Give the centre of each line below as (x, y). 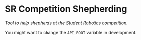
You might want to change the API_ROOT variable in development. (71, 32)
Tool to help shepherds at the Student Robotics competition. (66, 23)
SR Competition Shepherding (66, 9)
